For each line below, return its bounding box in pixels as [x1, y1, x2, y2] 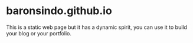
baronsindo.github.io [6, 4, 112, 18]
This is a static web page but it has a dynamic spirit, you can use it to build [6, 24, 188, 31]
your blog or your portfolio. [6, 29, 72, 37]
